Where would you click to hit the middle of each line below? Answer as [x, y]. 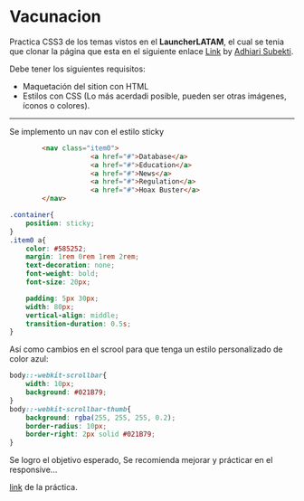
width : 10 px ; [50, 384]
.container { [32, 215]
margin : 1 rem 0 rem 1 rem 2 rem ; [83, 257]
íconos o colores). [56, 105]
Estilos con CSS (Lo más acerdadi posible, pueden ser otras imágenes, [154, 96]
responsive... [33, 470]
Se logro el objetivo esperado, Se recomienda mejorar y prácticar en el [141, 460]
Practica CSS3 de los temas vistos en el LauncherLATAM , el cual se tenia [147, 42]
